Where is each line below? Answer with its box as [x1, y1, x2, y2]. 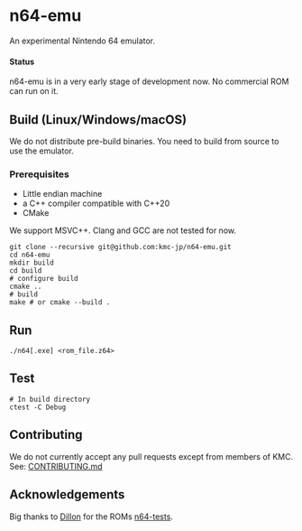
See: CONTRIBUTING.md [9, 461, 103, 471]
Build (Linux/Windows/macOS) [9, 112, 188, 127]
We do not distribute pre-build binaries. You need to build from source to [9, 135, 279, 146]
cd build [9, 266, 42, 275]
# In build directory [9, 395, 91, 404]
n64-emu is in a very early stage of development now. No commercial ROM [9, 76, 289, 87]
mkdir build [9, 258, 54, 267]
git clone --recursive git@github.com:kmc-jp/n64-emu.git [9, 243, 232, 252]
